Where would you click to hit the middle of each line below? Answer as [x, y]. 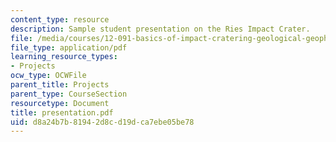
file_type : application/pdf [69, 47]
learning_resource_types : [64, 57]
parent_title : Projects [60, 85]
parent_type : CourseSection [69, 94]
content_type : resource [60, 19]
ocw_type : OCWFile [48, 76]
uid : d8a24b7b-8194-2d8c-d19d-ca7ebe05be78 [102, 122]
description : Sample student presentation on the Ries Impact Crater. [160, 29]
